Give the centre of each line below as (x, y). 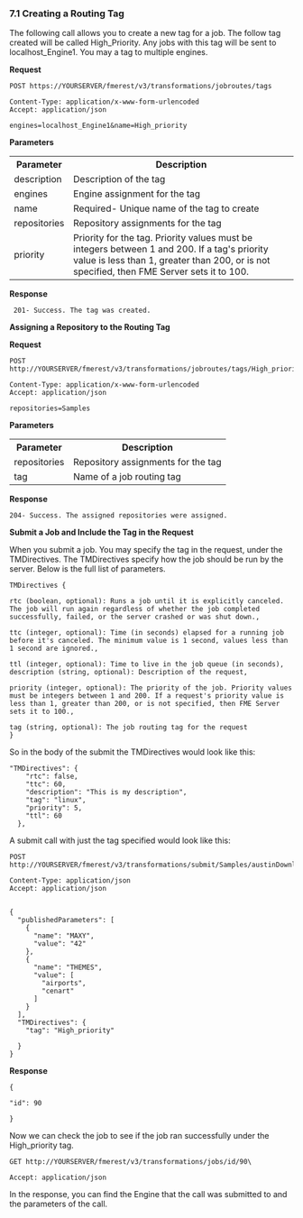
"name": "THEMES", (68, 967)
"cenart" (58, 991)
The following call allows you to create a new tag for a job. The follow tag (145, 33)
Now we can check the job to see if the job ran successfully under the (139, 1136)
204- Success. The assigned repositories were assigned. (119, 516)
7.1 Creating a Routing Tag (67, 14)
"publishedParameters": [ (66, 920)
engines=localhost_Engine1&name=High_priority (98, 126)
